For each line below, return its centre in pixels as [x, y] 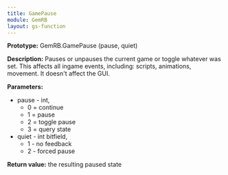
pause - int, [33, 100]
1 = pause [41, 115]
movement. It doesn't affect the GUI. [58, 73]
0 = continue [45, 108]
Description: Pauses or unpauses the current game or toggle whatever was [114, 59]
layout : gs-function [37, 26]
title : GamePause [32, 13]
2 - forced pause [51, 151]
